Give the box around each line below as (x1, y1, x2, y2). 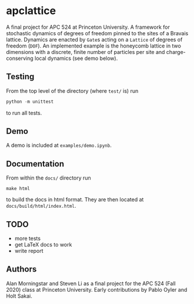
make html (6, 186, 31, 192)
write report (14, 248, 44, 255)
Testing (6, 72, 35, 82)
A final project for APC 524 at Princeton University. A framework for (6, 23, 170, 31)
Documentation (6, 158, 65, 168)
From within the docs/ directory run (6, 174, 91, 181)
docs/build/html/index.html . (6, 202, 76, 210)
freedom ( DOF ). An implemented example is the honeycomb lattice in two (6, 42, 181, 49)
